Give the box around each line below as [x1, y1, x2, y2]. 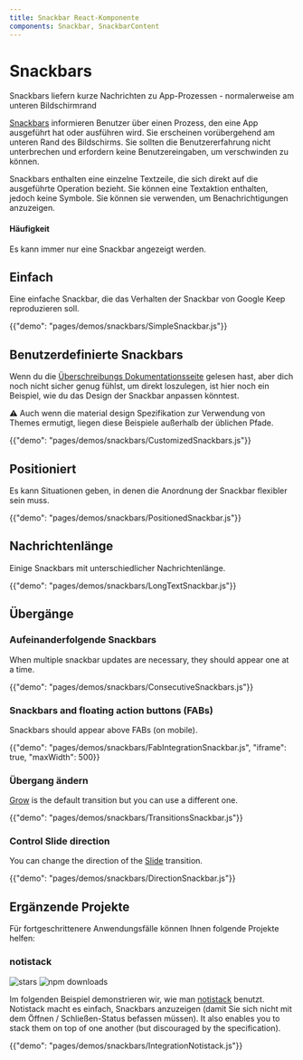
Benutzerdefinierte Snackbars [9, 347, 184, 362]
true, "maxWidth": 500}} [9, 751, 100, 762]
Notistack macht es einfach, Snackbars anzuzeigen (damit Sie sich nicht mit [9, 1003, 292, 1014]
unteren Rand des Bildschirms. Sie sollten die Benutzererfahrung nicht [9, 137, 271, 148]
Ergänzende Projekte [9, 899, 130, 914]
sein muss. [9, 495, 50, 506]
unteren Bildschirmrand [9, 100, 97, 111]
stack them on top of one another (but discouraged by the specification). [9, 1022, 281, 1033]
